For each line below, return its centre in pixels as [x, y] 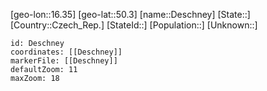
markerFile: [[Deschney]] [64, 61]
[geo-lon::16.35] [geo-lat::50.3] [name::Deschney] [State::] [130, 14]
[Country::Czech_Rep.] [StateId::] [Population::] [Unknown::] [134, 25]
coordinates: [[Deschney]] [66, 52]
